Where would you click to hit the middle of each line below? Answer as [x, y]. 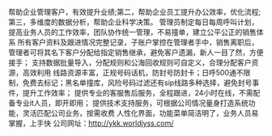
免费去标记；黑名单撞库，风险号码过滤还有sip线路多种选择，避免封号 [137, 83]
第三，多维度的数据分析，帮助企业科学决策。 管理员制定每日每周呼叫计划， [134, 22]
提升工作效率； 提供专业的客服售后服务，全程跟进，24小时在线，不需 [138, 93]
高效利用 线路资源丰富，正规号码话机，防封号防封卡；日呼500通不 [133, 72]
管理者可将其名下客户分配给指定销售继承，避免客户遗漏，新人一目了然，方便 [136, 52]
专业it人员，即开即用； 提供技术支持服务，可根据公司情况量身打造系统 [132, 103]
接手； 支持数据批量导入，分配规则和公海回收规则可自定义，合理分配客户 [130, 62]
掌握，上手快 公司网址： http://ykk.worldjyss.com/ [91, 123]
